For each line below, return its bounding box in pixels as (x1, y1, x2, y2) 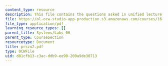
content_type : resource (5, 7, 55, 12)
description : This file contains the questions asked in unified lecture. (5, 12, 164, 17)
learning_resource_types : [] (5, 26, 66, 31)
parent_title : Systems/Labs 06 (5, 30, 70, 35)
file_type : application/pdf (5, 21, 64, 26)
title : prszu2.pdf (5, 44, 43, 49)
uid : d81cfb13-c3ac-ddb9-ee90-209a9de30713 (5, 53, 97, 59)
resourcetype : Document (5, 40, 55, 45)
